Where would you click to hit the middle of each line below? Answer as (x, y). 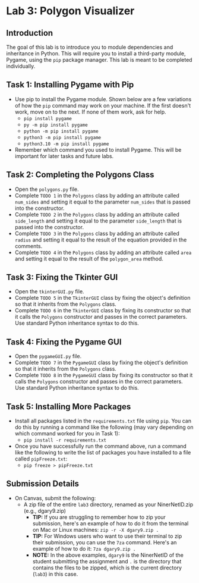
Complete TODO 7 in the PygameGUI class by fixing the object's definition (101, 363)
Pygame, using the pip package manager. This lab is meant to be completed (99, 60)
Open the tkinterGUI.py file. (49, 291)
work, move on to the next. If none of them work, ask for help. (90, 112)
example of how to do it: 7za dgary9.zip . (84, 548)
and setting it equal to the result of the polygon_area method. (89, 258)
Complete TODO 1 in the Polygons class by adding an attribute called (97, 195)
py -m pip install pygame (56, 125)
